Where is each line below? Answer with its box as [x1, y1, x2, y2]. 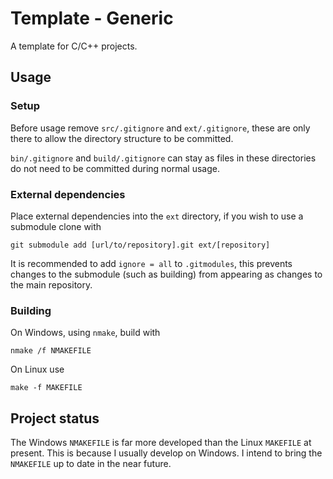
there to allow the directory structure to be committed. [10, 132, 234, 144]
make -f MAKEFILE [10, 383, 83, 393]
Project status [10, 410, 100, 427]
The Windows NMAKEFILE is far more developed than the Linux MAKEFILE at [10, 437, 312, 449]
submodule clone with [10, 220, 102, 232]
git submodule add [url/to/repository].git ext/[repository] [10, 240, 271, 250]
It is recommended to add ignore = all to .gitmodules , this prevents [10, 257, 293, 269]
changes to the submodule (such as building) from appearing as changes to [10, 268, 323, 280]
